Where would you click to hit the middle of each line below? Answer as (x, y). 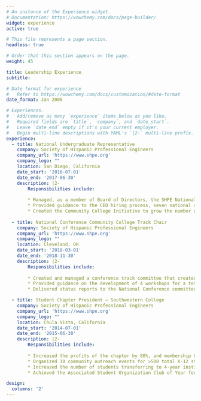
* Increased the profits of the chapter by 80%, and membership (109, 356)
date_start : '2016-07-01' (49, 172)
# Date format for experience (44, 89)
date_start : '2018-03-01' (49, 250)
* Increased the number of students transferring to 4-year (104, 367)
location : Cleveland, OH (48, 245)
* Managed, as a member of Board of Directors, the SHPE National (112, 200)
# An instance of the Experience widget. (59, 12)
